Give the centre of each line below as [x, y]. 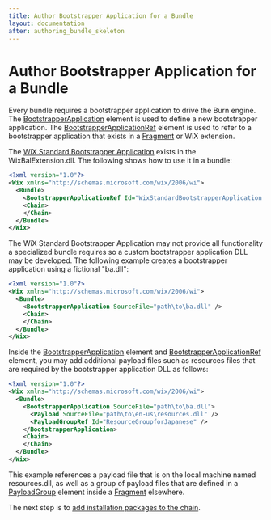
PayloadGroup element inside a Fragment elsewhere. [97, 492]
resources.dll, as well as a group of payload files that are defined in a [123, 483]
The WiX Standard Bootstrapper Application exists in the [102, 152]
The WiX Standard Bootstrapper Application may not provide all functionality [135, 243]
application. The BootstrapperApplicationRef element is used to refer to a [130, 128]
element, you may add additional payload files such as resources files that [132, 361]
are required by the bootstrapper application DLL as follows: [108, 370]
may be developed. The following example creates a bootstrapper [118, 260]
